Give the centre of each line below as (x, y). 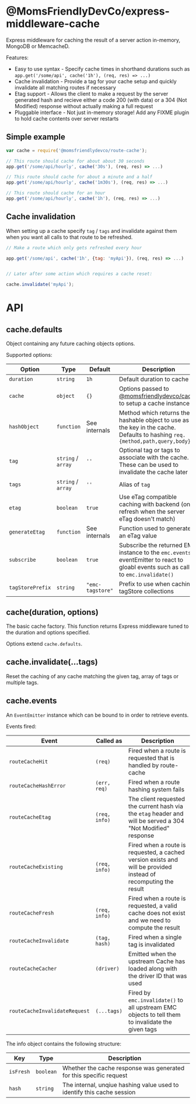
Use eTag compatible (148, 497)
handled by (143, 765)
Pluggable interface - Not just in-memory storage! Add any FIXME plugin (102, 112)
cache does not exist (157, 913)
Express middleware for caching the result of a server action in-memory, (93, 40)
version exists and (153, 859)
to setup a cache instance (154, 404)
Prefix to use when (144, 584)
